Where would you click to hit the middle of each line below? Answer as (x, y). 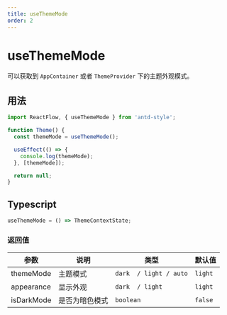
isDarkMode (31, 300)
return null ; (33, 176)
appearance (31, 287)
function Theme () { (36, 131)
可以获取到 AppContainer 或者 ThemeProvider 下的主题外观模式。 (100, 76)
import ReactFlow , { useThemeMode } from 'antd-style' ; (92, 118)
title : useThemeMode (38, 14)
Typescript (32, 204)
